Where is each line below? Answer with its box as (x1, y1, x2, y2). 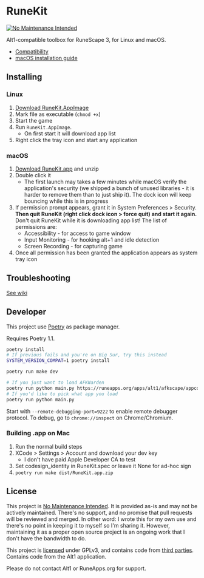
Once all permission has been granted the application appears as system (15, 249, 198, 256)
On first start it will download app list (24, 129, 117, 137)
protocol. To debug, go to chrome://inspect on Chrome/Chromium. (6, 414, 174, 421)
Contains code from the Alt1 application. (6, 552, 107, 560)
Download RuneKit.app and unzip (15, 165, 99, 172)
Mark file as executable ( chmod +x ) (15, 110, 101, 118)
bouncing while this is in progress (24, 197, 109, 205)
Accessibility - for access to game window (24, 229, 131, 237)
